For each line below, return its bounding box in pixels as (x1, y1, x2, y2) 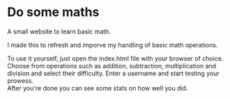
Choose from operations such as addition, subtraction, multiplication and (7, 61, 217, 70)
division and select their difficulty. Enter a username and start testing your (7, 69, 220, 77)
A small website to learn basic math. (7, 27, 112, 36)
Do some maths (7, 4, 100, 20)
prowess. (7, 76, 33, 84)
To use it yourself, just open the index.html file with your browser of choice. (7, 54, 224, 63)
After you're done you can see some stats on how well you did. (7, 84, 188, 92)
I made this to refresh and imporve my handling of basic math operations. (7, 40, 218, 49)
